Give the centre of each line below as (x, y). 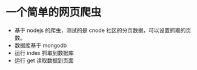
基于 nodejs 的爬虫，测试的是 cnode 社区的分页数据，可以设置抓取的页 (103, 30)
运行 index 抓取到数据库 (44, 52)
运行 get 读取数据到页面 (44, 60)
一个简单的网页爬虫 (54, 12)
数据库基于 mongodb (41, 45)
